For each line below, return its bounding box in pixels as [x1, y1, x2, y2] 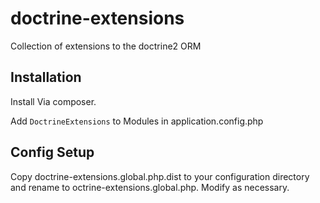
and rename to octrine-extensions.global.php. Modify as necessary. [10, 181, 290, 193]
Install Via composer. [10, 95, 97, 107]
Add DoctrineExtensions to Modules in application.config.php [10, 115, 264, 127]
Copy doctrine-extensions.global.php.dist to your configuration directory [10, 170, 310, 182]
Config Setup [10, 144, 95, 161]
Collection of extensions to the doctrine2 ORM [10, 40, 202, 52]
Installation [10, 69, 82, 86]
